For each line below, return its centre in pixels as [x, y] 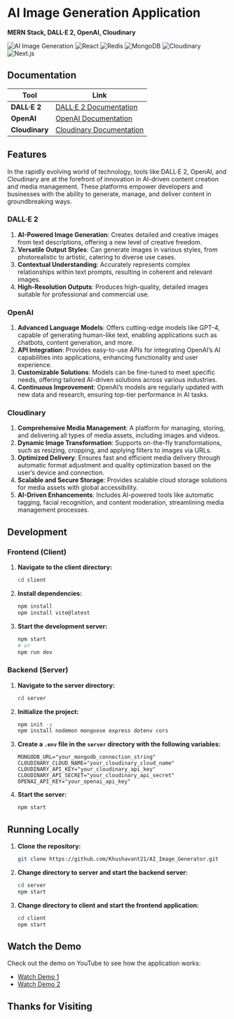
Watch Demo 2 [39, 984]
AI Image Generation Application [104, 13]
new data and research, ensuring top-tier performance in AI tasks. [113, 395]
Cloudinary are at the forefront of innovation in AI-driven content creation [113, 179]
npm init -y [35, 724]
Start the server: [42, 795]
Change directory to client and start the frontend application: [108, 905]
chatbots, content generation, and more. [76, 343]
